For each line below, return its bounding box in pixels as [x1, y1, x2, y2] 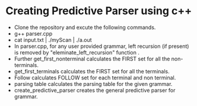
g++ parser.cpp [14, 30, 53, 37]
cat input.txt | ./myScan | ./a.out [14, 36, 93, 43]
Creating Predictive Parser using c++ [5, 4, 192, 18]
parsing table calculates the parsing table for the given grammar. [14, 80, 173, 87]
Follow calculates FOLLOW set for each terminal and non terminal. [14, 74, 176, 81]
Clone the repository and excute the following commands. [14, 24, 156, 31]
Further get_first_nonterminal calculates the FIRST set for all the [14, 55, 170, 62]
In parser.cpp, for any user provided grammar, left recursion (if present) [14, 43, 189, 50]
